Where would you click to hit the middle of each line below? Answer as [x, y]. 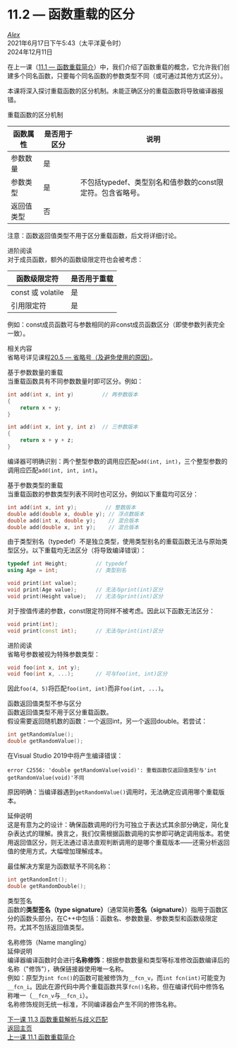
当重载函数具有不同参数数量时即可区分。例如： [75, 381]
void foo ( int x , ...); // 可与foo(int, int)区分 [87, 674]
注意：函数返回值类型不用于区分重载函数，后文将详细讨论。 [94, 235]
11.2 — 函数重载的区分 [71, 15]
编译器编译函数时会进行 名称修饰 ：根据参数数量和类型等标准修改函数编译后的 [119, 959]
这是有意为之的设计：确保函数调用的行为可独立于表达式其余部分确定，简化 [115, 825]
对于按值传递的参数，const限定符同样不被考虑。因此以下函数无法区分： [111, 610]
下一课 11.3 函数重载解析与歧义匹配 [57, 1019]
